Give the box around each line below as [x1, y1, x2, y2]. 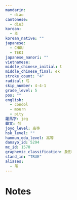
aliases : [5, 159, 24, 164]
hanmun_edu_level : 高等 [5, 135, 54, 140]
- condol [10, 102, 28, 107]
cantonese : [5, 17, 28, 22]
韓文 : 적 [5, 121, 21, 126]
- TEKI [10, 50, 24, 55]
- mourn [10, 107, 26, 112]
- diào [10, 12, 24, 17]
